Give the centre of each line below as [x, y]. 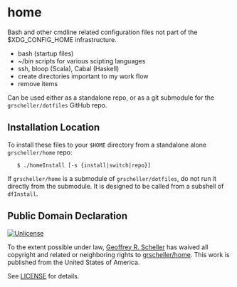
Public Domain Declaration [68, 216]
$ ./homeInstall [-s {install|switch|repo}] [84, 165]
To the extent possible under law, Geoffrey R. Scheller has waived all [108, 247]
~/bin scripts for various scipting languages [81, 61]
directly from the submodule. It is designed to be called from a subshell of [116, 186]
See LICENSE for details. [43, 276]
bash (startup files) [46, 53]
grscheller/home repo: [40, 152]
